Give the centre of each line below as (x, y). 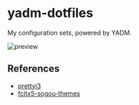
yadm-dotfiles (51, 13)
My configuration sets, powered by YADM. (69, 33)
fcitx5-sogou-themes (49, 93)
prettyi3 (29, 86)
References (34, 69)
